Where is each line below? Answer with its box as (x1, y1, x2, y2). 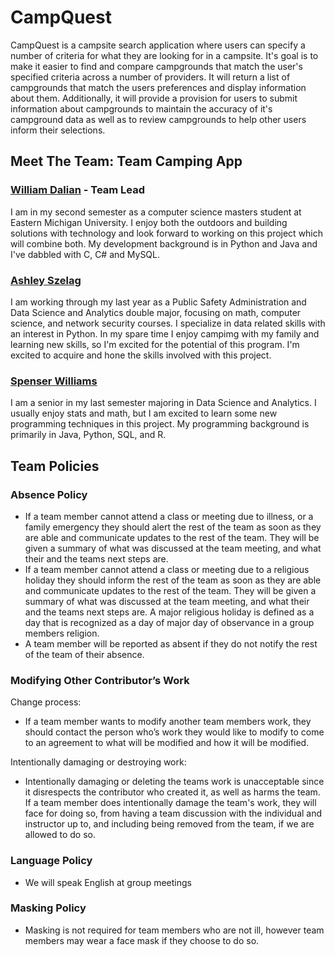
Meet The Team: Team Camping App (10, 153, 243, 170)
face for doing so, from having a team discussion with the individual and (24, 807, 323, 820)
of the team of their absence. (24, 648, 145, 660)
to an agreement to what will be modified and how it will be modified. (24, 737, 310, 749)
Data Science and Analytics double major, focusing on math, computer (10, 306, 302, 318)
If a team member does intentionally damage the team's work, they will (24, 797, 317, 809)
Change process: (10, 696, 82, 708)
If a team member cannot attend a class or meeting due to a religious (24, 563, 310, 575)
